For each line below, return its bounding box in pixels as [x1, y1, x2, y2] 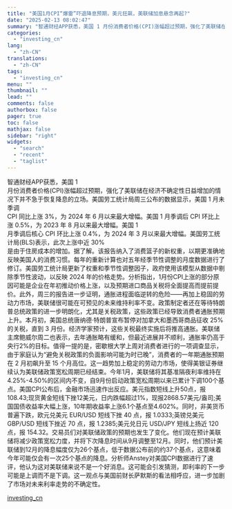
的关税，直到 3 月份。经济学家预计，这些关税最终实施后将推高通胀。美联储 [7, 324, 220, 332]
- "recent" [13, 151, 45, 159]
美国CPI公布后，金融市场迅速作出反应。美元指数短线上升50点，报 [19, 385, 206, 393]
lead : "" [7, 94, 32, 101]
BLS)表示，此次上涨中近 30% [21, 238, 105, 246]
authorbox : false [7, 106, 57, 113]
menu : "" [7, 81, 32, 88]
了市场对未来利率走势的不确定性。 [7, 479, 104, 488]
